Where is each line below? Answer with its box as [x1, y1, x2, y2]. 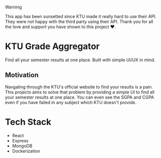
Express [12, 138, 29, 143]
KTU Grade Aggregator [5, 41, 100, 52]
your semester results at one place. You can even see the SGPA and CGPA [5, 94, 154, 100]
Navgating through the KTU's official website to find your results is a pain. [5, 84, 153, 89]
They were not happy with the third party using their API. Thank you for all [5, 19, 153, 24]
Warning [5, 4, 22, 10]
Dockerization [12, 148, 40, 154]
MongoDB [12, 143, 33, 149]
